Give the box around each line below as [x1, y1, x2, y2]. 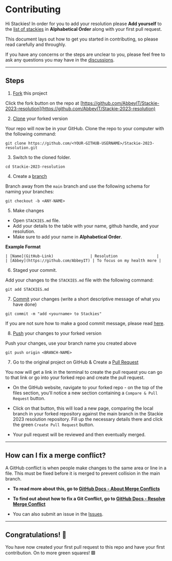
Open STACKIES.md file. [12, 217, 60, 224]
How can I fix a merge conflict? [5, 451, 106, 460]
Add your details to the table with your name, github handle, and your [12, 223, 159, 229]
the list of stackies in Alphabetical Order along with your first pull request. [5, 26, 162, 32]
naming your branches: [5, 188, 54, 194]
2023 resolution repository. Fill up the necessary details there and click [12, 416, 163, 422]
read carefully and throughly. [5, 41, 67, 47]
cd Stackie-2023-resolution [5, 164, 66, 169]
